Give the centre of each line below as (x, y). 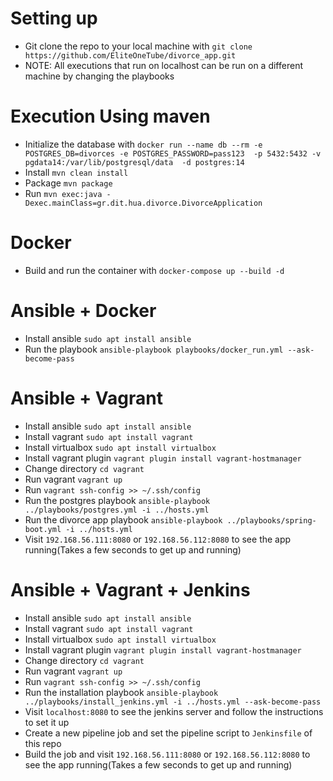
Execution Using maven (110, 116)
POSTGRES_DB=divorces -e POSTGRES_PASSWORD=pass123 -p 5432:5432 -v (173, 153)
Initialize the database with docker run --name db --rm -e (143, 144)
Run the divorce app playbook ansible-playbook (123, 519)
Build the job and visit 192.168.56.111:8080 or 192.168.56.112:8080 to (167, 754)
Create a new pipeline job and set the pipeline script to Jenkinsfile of (168, 733)
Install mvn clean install (76, 172)
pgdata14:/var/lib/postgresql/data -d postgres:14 (134, 162)
